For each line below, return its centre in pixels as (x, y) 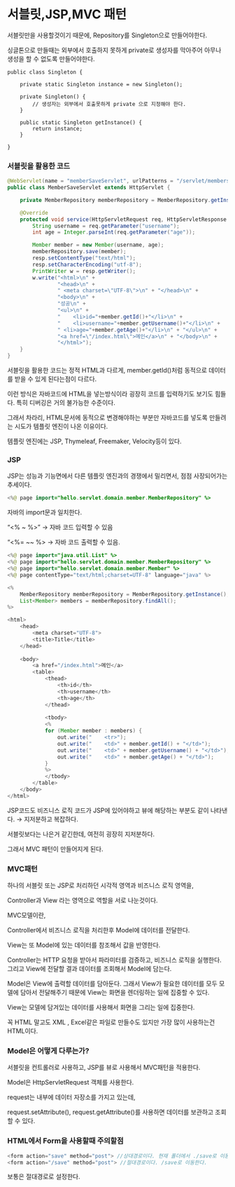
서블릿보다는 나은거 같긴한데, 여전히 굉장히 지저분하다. (81, 834)
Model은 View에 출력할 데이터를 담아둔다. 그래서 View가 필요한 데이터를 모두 (113, 984)
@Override (34, 213)
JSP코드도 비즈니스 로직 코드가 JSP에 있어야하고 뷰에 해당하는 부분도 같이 (108, 810)
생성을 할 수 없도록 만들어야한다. (51, 59)
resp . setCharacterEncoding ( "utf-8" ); (87, 264)
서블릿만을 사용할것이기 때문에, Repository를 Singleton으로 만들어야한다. (107, 35)
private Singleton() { (53, 96)
